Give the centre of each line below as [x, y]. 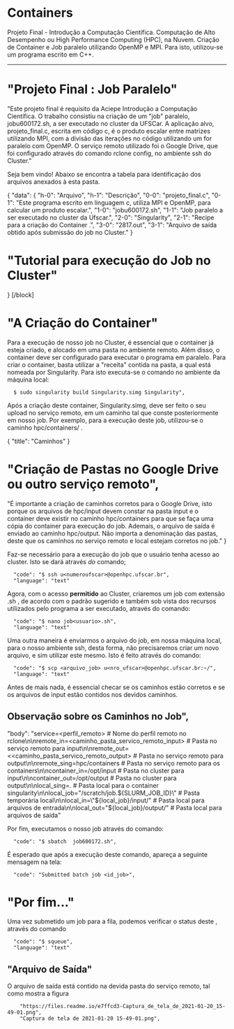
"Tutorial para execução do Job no [109, 261]
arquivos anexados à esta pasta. [54, 181]
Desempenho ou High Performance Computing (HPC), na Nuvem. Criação [113, 39]
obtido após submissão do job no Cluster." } [70, 232]
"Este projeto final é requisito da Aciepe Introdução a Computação [102, 108]
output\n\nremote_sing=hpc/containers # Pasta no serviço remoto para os [114, 763]
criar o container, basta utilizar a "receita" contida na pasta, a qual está [109, 364]
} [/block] [21, 294]
